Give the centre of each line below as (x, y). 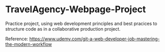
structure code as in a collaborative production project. (63, 29)
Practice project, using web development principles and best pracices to (81, 23)
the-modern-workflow (29, 44)
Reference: (17, 39)
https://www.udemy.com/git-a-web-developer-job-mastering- (94, 39)
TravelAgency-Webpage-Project (76, 9)
